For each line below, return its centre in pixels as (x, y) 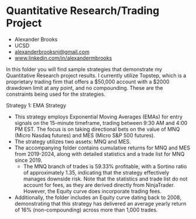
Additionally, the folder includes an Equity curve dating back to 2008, (98, 197)
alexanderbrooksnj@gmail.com (52, 51)
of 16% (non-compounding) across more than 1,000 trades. (86, 210)
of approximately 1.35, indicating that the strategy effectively (96, 172)
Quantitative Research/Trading (83, 11)
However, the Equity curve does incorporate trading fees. (92, 191)
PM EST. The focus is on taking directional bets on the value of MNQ (97, 129)
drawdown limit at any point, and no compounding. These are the (85, 88)
